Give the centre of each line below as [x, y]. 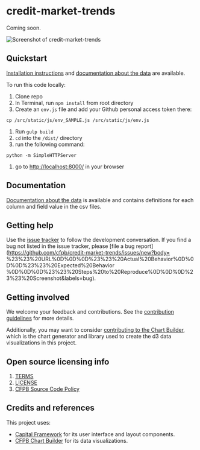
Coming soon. [23, 28]
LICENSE [26, 382]
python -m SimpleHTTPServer [42, 155]
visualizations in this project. [42, 343]
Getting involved [38, 297]
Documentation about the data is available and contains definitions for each [100, 200]
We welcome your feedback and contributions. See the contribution [90, 312]
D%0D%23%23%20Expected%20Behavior [61, 265]
